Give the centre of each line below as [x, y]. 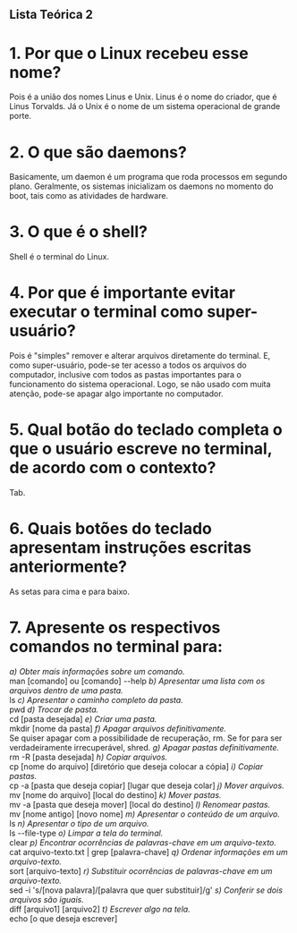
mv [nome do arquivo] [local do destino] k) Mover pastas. [115, 794]
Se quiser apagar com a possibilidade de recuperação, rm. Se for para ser [146, 738]
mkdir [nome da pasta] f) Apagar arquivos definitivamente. [118, 728]
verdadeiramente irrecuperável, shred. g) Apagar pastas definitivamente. [144, 747]
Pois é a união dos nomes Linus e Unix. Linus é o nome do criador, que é [143, 97]
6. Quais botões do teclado [111, 529]
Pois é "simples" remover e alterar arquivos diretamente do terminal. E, [140, 356]
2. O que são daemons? [98, 152]
